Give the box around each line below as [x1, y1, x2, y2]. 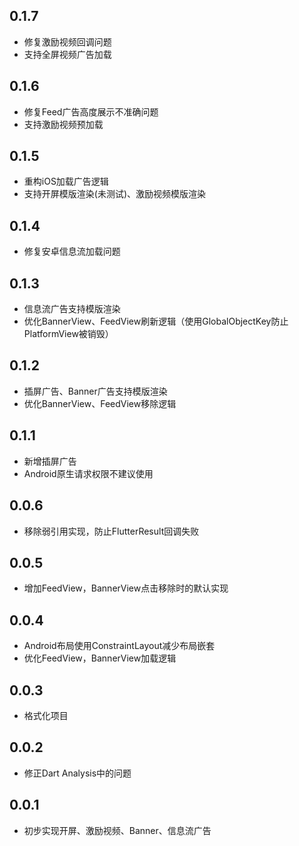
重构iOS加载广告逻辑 [23, 175, 109, 188]
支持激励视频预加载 [23, 118, 104, 130]
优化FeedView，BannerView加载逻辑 [23, 652, 177, 664]
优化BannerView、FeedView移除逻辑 [23, 397, 177, 409]
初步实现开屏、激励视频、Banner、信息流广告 [23, 824, 212, 836]
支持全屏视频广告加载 [23, 48, 112, 60]
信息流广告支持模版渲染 [23, 303, 121, 315]
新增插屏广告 [23, 455, 77, 467]
